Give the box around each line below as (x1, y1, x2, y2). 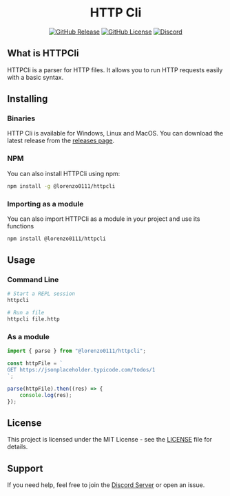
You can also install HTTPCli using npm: (7, 169, 121, 177)
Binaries (7, 114, 36, 123)
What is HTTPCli (7, 47, 79, 59)
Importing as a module (7, 199, 84, 208)
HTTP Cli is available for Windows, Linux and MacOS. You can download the (7, 129, 224, 138)
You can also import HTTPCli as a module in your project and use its (7, 215, 200, 223)
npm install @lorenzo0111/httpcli (7, 235, 107, 242)
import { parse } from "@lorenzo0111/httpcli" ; (7, 347, 147, 355)
